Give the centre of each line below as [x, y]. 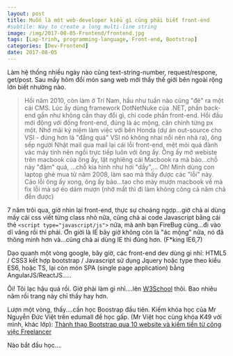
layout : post [26, 14]
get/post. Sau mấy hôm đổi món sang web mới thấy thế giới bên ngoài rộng [115, 79]
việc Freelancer [30, 332]
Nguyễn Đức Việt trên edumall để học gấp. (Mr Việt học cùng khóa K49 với [115, 316]
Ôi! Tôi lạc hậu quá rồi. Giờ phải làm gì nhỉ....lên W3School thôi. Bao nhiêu [112, 289]
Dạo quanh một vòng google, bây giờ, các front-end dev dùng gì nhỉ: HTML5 [117, 253]
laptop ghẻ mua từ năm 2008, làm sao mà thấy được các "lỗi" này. [119, 174]
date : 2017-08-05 [32, 53]
